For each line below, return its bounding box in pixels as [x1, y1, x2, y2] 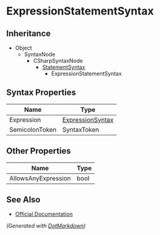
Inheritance [6, 28, 51, 39]
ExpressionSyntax [62, 115, 114, 124]
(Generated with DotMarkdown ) [6, 222, 86, 230]
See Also [6, 195, 41, 205]
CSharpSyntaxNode [33, 57, 83, 64]
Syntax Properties [6, 88, 76, 98]
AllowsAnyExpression [9, 174, 72, 182]
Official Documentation [15, 210, 73, 218]
